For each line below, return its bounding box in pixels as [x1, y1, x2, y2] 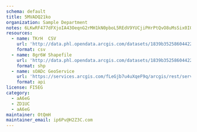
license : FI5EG [6, 85, 43, 91]
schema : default [6, 8, 46, 15]
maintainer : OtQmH [6, 112, 51, 117]
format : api [16, 79, 46, 85]
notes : [6, 25, 22, 31]
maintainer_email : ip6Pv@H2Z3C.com [6, 117, 93, 123]
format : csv [16, 47, 46, 53]
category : [6, 90, 30, 96]
